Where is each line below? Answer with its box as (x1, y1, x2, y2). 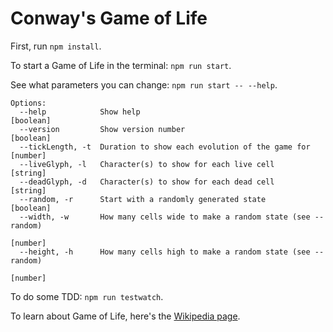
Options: (10, 98, 47, 108)
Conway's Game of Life (10, 7, 208, 30)
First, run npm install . (10, 40, 102, 52)
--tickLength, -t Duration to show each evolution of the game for (19, 142, 311, 152)
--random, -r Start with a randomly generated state (19, 194, 267, 204)
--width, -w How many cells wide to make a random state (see (19, 212, 311, 222)
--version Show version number (19, 124, 186, 134)
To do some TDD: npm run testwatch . (10, 290, 164, 302)
